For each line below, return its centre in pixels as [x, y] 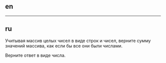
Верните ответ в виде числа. [35, 55]
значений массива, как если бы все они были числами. [64, 46]
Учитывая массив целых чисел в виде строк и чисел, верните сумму [78, 41]
